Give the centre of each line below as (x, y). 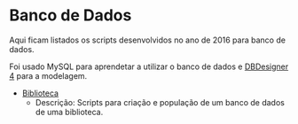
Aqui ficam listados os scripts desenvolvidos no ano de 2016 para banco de (148, 40)
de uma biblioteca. (69, 112)
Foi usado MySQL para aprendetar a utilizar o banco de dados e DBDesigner (149, 66)
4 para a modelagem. (48, 75)
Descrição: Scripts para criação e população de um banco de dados (160, 102)
